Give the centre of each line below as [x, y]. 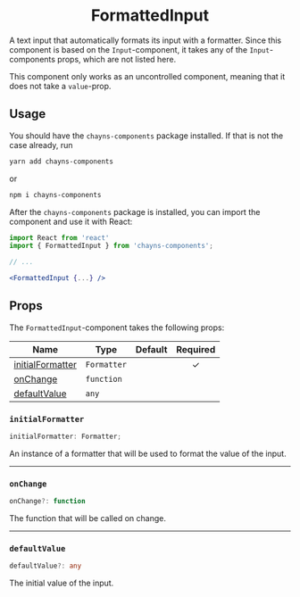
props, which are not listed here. [117, 59]
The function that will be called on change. [88, 518]
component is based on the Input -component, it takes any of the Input [140, 49]
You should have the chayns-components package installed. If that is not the [146, 136]
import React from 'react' [59, 237]
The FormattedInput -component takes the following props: [117, 328]
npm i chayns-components [55, 195]
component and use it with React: [71, 221]
